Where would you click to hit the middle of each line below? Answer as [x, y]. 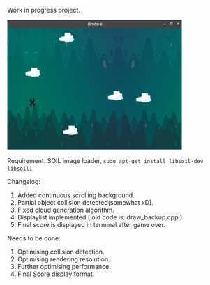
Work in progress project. [44, 10]
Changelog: [24, 182]
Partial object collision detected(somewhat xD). [85, 202]
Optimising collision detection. [61, 252]
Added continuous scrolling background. [76, 195]
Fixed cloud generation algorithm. [66, 210]
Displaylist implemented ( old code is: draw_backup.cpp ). [101, 217]
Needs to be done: [34, 238]
